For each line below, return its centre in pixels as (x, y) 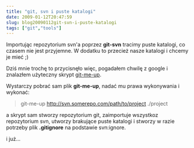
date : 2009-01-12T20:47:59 (39, 17)
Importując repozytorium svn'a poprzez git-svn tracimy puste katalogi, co (96, 45)
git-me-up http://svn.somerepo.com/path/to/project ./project (94, 104)
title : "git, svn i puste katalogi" (51, 11)
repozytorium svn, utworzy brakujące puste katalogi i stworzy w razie (91, 122)
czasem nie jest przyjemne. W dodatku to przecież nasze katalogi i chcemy (97, 51)
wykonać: (18, 92)
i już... (13, 139)
